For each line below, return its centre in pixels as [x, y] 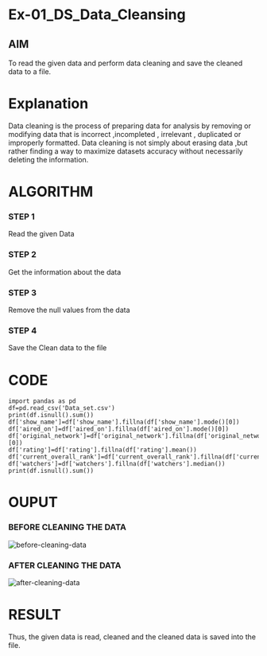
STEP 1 [21, 217]
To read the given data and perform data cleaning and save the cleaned [126, 63]
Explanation [48, 104]
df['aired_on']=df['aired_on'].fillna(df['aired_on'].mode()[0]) [118, 429]
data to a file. [30, 72]
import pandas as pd [43, 401]
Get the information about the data [65, 271]
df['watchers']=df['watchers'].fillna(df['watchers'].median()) [117, 464]
